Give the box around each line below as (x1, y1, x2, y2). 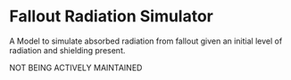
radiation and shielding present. (9, 44, 126, 55)
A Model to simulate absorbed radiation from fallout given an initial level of (9, 36, 283, 46)
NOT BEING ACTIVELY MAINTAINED (9, 62, 143, 73)
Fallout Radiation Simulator (9, 6, 214, 27)
